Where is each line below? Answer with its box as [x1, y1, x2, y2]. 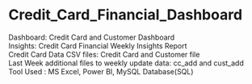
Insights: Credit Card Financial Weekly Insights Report [8, 40, 187, 50]
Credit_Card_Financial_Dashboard [8, 6, 243, 24]
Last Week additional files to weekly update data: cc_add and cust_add [8, 58, 244, 68]
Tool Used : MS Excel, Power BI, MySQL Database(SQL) [8, 66, 194, 76]
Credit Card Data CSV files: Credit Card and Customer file [8, 49, 200, 59]
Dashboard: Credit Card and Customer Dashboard [8, 32, 175, 42]
